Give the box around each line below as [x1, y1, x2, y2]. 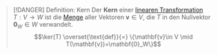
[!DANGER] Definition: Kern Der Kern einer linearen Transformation [12, 6, 204, 14]
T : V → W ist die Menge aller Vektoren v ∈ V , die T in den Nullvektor [12, 13, 211, 21]
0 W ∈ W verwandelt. [12, 21, 73, 30]
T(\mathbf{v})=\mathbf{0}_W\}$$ [66, 40, 161, 48]
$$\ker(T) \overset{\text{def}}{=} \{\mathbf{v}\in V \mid [33, 32, 193, 40]
